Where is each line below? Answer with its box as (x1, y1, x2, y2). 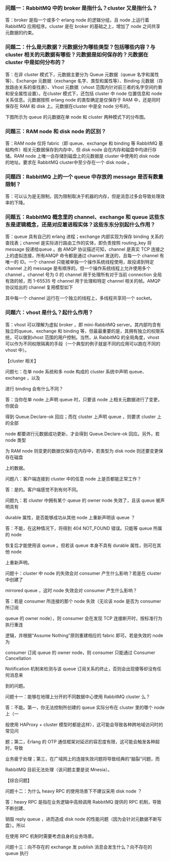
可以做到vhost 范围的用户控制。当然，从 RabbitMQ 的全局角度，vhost (14, 334, 159, 340)
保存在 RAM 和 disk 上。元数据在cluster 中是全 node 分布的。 (5, 103, 133, 109)
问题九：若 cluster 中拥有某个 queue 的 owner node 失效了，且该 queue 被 (5, 497, 160, 503)
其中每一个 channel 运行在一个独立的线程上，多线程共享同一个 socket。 (5, 295, 155, 301)
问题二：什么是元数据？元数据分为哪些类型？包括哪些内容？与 (5, 44, 156, 51)
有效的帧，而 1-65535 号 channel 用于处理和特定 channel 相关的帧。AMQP (5, 278, 161, 284)
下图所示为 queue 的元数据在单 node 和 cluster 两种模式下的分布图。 (5, 114, 148, 120)
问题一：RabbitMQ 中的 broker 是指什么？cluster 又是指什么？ (5, 4, 158, 11)
